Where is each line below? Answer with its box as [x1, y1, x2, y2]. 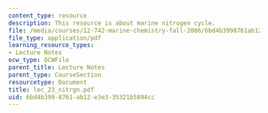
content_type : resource [8, 11, 88, 20]
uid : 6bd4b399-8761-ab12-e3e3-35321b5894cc [8, 93, 156, 101]
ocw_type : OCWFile [8, 56, 69, 64]
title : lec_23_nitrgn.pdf [8, 85, 94, 94]
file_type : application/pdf [8, 33, 102, 42]
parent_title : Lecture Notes [8, 64, 105, 72]
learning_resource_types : [8, 41, 94, 49]
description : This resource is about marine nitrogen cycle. [8, 19, 216, 27]
